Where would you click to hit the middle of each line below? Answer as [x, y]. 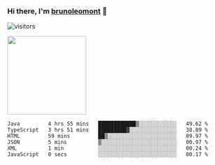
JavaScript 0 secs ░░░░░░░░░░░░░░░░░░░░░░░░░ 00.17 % [108, 155]
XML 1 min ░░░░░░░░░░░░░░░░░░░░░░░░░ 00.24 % [108, 149]
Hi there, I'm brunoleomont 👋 [57, 11]
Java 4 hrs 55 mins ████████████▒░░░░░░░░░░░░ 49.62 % [108, 124]
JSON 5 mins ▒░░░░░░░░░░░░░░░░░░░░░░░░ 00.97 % [108, 143]
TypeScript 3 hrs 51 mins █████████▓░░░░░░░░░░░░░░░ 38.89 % [108, 130]
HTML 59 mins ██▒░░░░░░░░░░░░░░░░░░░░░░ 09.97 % [108, 136]
